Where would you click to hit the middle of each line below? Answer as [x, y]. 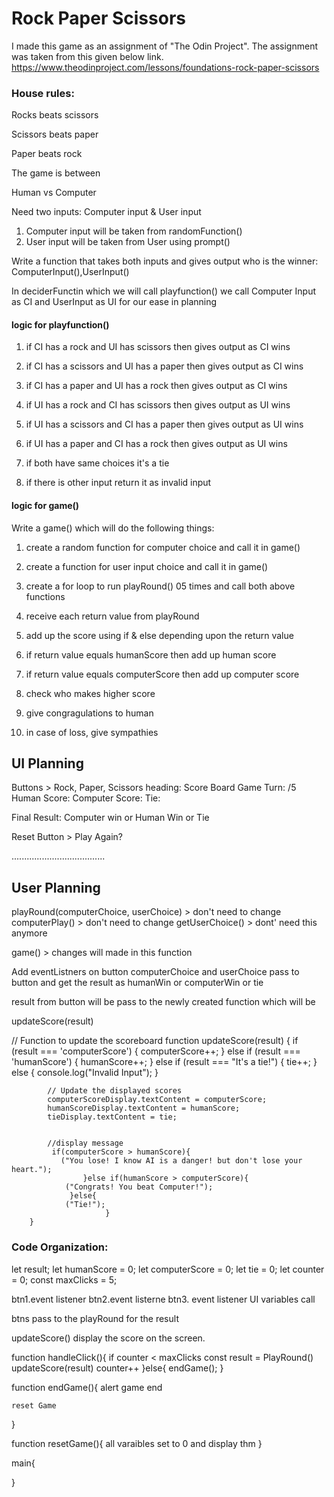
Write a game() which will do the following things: [113, 528]
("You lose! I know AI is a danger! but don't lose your [181, 1161]
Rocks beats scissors [55, 115]
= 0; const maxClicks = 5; [64, 1279]
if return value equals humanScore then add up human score [151, 654]
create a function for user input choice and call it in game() [147, 566]
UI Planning [47, 763]
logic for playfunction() [60, 324]
